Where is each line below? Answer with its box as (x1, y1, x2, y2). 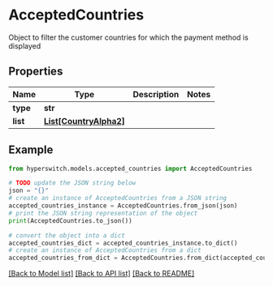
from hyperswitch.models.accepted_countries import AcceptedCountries (8, 164, 253, 173)
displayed (8, 41, 41, 50)
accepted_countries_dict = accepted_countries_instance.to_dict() (8, 239, 238, 247)
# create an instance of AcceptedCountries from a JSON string (8, 194, 227, 203)
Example (8, 143, 54, 157)
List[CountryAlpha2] (43, 115, 126, 126)
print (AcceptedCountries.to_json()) (8, 216, 132, 224)
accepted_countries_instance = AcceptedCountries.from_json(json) (8, 202, 238, 210)
